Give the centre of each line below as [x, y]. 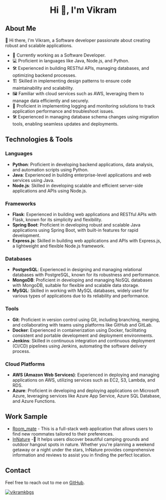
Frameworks [21, 204]
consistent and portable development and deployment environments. [83, 335]
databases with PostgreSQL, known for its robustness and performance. [86, 275]
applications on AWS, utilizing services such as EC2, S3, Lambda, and [83, 380]
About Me [21, 28]
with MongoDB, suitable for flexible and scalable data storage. [76, 285]
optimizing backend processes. [44, 75]
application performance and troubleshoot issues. [63, 111]
